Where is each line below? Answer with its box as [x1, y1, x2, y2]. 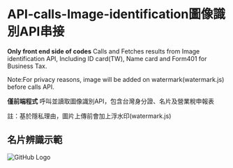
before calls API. [7, 83, 54, 91]
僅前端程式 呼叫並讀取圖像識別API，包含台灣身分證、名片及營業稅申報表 [7, 96, 215, 105]
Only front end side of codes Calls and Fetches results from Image [7, 47, 200, 56]
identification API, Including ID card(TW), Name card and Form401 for [7, 54, 207, 62]
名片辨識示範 [7, 134, 63, 146]
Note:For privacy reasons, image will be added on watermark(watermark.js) [7, 75, 225, 83]
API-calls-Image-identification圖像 [7, 6, 213, 22]
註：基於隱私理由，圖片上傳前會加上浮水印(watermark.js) [7, 112, 172, 120]
